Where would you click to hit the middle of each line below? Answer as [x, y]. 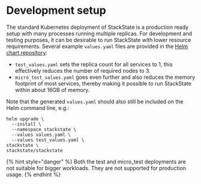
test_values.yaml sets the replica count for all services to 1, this [94, 64]
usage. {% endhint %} [34, 174]
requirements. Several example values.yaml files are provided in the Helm [97, 46]
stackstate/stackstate [34, 150]
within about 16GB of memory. [52, 90]
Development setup [56, 11]
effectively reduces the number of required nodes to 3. [83, 70]
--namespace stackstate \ [44, 129]
